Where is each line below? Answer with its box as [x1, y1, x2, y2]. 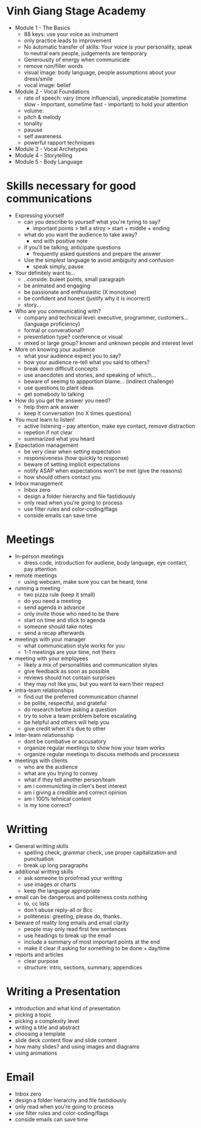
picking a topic [14, 1011, 52, 1018]
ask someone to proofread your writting [23, 874, 122, 881]
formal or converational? [23, 326, 85, 334]
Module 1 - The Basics [14, 24, 70, 31]
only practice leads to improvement [23, 37, 112, 44]
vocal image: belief [23, 81, 71, 88]
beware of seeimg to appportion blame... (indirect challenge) [23, 377, 174, 385]
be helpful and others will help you [23, 718, 110, 726]
